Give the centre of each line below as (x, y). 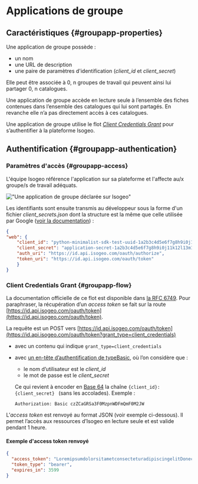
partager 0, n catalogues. (37, 89)
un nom (24, 58)
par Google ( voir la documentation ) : (50, 221)
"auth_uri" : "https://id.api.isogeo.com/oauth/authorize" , (91, 254)
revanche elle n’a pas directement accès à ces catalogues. (77, 113)
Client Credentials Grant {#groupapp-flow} (69, 285)
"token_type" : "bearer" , (42, 464)
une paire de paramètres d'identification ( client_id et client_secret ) (95, 71)
